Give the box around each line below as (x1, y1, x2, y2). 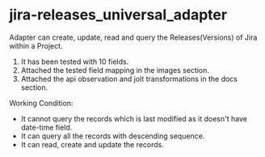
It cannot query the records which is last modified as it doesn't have (20, 113, 247, 123)
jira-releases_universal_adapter (9, 6, 228, 24)
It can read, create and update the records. (20, 139, 165, 149)
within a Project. (9, 40, 63, 50)
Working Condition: (9, 98, 74, 108)
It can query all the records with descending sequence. (20, 131, 205, 141)
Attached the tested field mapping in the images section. (20, 65, 209, 74)
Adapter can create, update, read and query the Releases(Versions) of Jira (9, 32, 258, 42)
